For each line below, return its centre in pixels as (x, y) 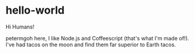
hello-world (35, 10)
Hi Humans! (20, 27)
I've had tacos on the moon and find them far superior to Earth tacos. (91, 45)
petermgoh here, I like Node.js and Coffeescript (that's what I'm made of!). (97, 38)
